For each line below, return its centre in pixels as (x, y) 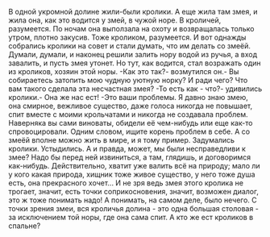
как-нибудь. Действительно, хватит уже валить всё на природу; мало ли (134, 166)
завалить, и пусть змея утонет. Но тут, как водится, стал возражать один (135, 63)
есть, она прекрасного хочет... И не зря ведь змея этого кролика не (126, 183)
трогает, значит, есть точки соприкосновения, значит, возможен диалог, (134, 191)
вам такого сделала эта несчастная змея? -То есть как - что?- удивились (135, 89)
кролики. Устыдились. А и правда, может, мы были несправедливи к (127, 149)
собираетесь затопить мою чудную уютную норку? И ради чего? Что (128, 80)
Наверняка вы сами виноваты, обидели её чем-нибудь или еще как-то (131, 123)
